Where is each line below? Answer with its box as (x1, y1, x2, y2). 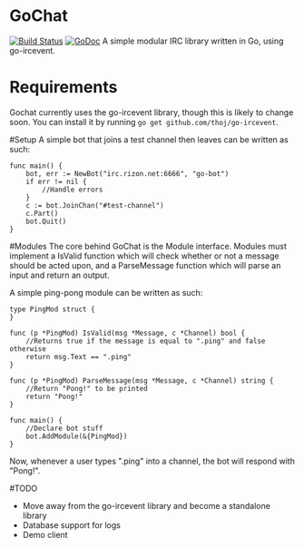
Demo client (22, 529, 68, 540)
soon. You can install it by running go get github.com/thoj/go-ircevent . (9, 116, 279, 127)
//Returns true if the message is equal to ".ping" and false (25, 337, 266, 346)
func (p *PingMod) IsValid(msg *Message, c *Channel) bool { (9, 328, 246, 337)
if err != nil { (25, 177, 88, 186)
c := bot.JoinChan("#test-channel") (25, 200, 165, 210)
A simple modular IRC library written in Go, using (102, 35, 284, 46)
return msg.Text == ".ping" (25, 352, 132, 361)
